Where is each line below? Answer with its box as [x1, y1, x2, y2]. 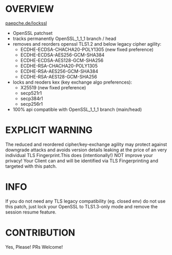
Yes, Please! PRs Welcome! [5, 244, 63, 250]
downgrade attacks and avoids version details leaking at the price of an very [5, 147, 167, 153]
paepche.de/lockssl [5, 20, 47, 26]
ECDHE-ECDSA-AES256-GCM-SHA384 [20, 52, 105, 58]
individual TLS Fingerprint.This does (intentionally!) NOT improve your [5, 152, 153, 158]
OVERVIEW [5, 3, 54, 15]
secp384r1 [20, 95, 44, 102]
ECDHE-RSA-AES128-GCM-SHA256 [20, 73, 98, 80]
